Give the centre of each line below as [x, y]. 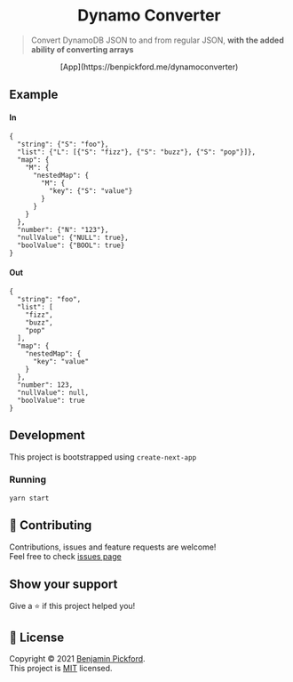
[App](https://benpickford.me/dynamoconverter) [149, 67]
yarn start [29, 498]
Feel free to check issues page [65, 556]
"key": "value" [61, 361]
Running [28, 479]
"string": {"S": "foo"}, [63, 144]
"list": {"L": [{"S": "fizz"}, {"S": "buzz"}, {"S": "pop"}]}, [136, 152]
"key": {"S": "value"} [91, 191]
